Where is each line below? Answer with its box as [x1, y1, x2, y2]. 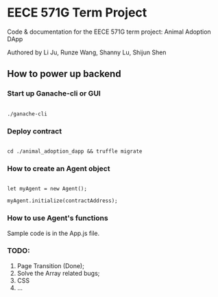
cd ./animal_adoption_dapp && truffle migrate [7, 148, 143, 155]
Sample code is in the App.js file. [7, 229, 100, 237]
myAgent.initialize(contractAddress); [7, 197, 118, 204]
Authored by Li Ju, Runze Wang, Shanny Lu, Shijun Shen [7, 48, 167, 56]
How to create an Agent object [7, 164, 110, 173]
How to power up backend [7, 68, 121, 80]
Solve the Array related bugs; [16, 269, 100, 277]
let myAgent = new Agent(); [7, 186, 88, 192]
